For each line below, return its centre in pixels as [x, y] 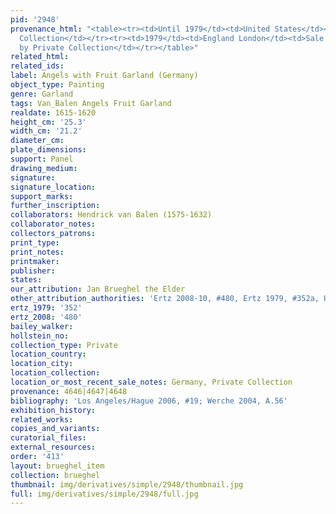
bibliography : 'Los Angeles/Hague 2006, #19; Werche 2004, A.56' [149, 401]
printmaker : [35, 261]
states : [26, 280]
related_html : [40, 57]
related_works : [42, 419]
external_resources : [53, 447]
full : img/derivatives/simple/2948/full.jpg [104, 494]
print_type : [35, 242]
